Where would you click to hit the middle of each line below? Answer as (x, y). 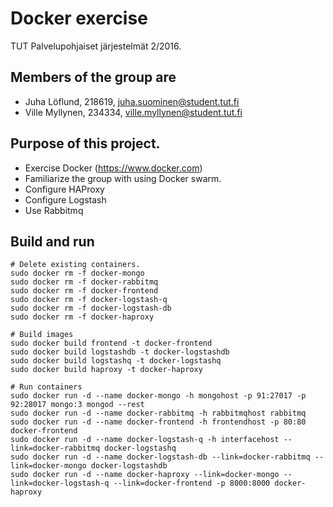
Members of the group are (93, 77)
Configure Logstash (65, 199)
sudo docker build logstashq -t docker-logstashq (116, 361)
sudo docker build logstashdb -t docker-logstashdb (120, 352)
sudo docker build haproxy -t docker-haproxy (106, 370)
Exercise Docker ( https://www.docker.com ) (113, 168)
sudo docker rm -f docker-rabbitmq (84, 282)
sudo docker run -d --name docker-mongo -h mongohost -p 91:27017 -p (158, 396)
